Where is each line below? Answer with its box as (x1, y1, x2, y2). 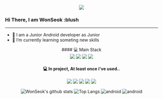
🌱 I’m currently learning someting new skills (12, 37, 99, 43)
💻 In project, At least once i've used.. (43, 66, 120, 71)
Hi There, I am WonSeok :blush (5, 16, 79, 23)
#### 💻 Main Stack (61, 47, 102, 53)
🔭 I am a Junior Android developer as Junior (12, 32, 100, 38)
